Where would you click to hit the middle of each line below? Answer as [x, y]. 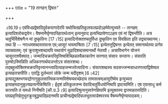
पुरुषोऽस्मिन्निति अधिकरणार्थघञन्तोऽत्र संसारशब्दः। [44, 62]
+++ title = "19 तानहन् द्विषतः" [32, 8]
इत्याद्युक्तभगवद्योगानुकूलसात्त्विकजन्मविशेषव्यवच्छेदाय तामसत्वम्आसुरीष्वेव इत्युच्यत [69, 79]
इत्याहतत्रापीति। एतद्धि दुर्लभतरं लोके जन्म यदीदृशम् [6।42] [52, 73]
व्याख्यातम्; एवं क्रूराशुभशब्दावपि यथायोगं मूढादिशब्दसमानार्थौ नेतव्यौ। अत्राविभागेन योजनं [72, 50]
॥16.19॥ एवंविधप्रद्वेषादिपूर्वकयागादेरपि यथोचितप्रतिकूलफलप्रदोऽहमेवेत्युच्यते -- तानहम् [71, 28]
